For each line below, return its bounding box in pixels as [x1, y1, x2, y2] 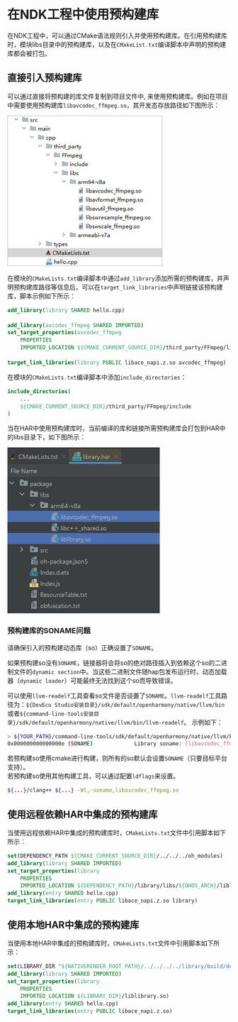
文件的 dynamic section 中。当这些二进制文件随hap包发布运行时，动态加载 [13, 667, 228, 676]
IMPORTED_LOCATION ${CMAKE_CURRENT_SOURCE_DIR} [20, 344, 163, 351]
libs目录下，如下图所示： [13, 433, 86, 441]
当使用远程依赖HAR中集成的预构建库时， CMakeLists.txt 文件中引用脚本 [7, 828, 214, 837]
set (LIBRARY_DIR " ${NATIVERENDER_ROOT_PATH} [7, 962, 141, 969]
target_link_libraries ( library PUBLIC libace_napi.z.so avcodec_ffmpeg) [7, 359, 227, 366]
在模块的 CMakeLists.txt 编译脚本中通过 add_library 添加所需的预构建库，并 [7, 274, 223, 282]
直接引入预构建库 [7, 72, 82, 84]
